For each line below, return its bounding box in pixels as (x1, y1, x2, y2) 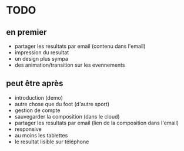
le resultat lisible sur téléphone (14, 138, 89, 145)
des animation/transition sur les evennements (14, 61, 125, 68)
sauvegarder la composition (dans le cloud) (14, 113, 120, 120)
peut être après (6, 78, 63, 88)
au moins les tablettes (14, 132, 68, 139)
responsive (14, 125, 42, 133)
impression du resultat (14, 49, 69, 56)
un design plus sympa (14, 55, 69, 62)
